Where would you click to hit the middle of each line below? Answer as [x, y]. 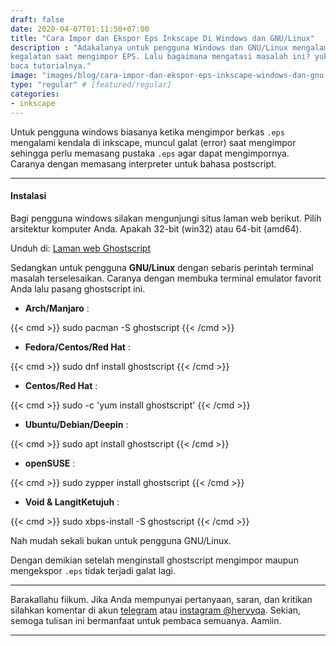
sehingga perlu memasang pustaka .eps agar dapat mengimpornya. [150, 153]
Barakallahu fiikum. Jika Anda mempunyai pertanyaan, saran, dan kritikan [161, 599]
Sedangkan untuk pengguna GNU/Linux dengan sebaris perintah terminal [162, 267]
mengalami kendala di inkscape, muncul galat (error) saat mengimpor [153, 142]
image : [24, 76]
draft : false [37, 19]
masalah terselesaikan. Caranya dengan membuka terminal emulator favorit [166, 278]
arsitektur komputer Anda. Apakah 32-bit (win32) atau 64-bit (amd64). [156, 228]
